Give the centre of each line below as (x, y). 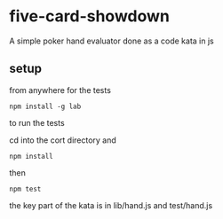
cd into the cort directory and (63, 140)
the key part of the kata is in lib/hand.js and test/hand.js (111, 205)
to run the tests (37, 122)
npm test (25, 189)
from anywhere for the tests (60, 90)
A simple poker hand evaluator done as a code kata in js (112, 41)
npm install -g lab (45, 106)
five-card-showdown (90, 16)
